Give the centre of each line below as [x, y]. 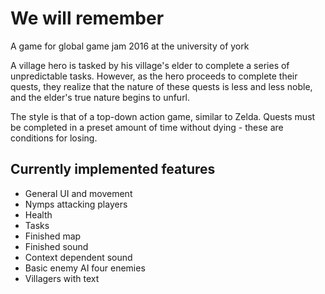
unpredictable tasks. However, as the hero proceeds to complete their [154, 76]
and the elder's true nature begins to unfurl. [100, 97]
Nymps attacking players [76, 204]
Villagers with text [62, 278]
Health [38, 214]
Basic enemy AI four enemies [85, 268]
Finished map [53, 236]
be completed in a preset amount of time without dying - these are [147, 127]
